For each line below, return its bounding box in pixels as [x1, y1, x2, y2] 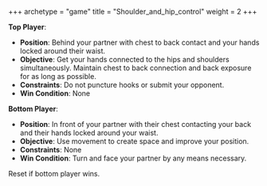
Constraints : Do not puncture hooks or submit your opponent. [19, 80, 225, 89]
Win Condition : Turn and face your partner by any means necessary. [19, 153, 247, 163]
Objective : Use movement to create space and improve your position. [19, 137, 249, 146]
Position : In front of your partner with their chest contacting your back [19, 120, 252, 129]
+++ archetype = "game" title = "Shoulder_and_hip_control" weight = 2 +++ [8, 7, 257, 16]
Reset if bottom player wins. [8, 169, 100, 178]
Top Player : [8, 22, 46, 31]
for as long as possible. [19, 72, 97, 81]
